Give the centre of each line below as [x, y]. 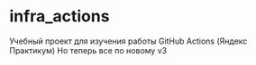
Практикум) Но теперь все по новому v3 [88, 50]
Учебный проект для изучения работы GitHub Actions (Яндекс [128, 41]
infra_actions [59, 16]
